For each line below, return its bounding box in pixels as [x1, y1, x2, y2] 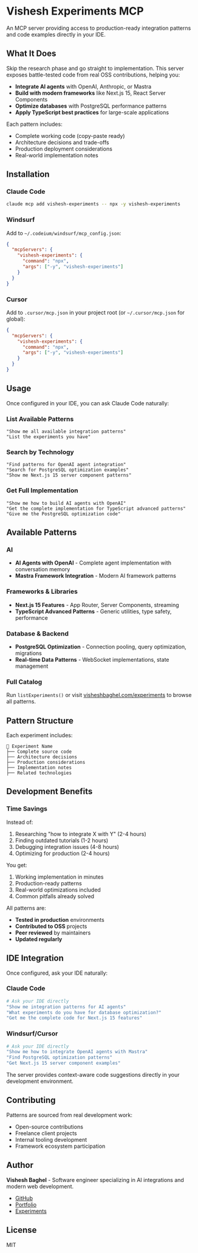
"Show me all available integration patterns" [6, 428, 126, 435]
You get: [6, 861, 27, 868]
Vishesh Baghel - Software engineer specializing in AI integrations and [6, 1176, 184, 1183]
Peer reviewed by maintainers [15, 929, 91, 936]
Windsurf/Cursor [6, 1029, 58, 1038]
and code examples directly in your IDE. [6, 30, 106, 38]
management [15, 662, 49, 670]
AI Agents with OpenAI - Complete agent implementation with [15, 559, 172, 566]
